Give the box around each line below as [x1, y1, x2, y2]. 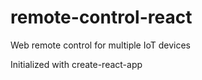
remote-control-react [10, 6, 193, 29]
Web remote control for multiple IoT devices [10, 39, 192, 51]
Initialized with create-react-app [10, 58, 143, 70]
